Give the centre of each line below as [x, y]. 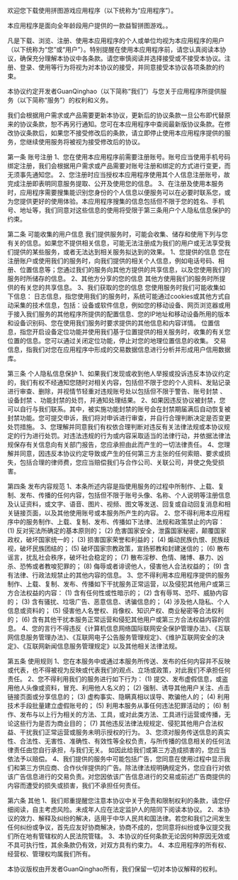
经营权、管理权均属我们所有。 [51, 854]
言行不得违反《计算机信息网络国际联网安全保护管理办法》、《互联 [137, 628]
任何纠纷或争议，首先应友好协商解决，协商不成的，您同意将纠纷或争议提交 [116, 827]
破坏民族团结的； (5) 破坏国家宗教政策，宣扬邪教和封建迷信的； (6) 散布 [125, 548]
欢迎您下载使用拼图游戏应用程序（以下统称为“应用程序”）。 [92, 10]
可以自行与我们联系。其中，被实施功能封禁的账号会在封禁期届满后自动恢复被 [119, 409]
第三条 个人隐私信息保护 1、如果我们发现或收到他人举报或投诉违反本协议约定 [119, 374]
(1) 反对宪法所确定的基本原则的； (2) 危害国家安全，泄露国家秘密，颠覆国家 [117, 531]
